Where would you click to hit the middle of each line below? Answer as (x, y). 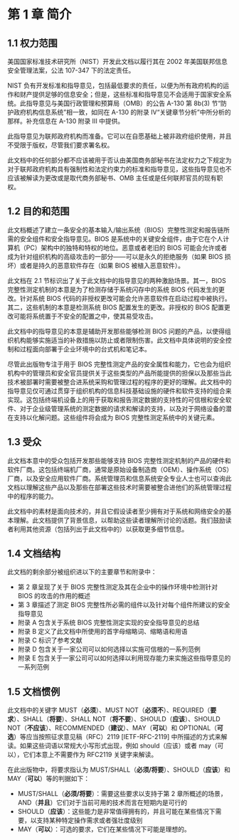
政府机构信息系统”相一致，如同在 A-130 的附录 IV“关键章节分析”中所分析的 (122, 112)
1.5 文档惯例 (34, 692)
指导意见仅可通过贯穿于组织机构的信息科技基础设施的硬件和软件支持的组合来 (119, 390)
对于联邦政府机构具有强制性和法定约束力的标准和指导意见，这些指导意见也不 (119, 169)
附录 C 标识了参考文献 (50, 640)
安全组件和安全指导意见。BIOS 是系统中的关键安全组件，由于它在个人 (121, 238)
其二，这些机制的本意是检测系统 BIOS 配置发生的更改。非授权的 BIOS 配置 (116, 307)
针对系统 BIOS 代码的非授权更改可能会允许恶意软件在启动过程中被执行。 (125, 298)
